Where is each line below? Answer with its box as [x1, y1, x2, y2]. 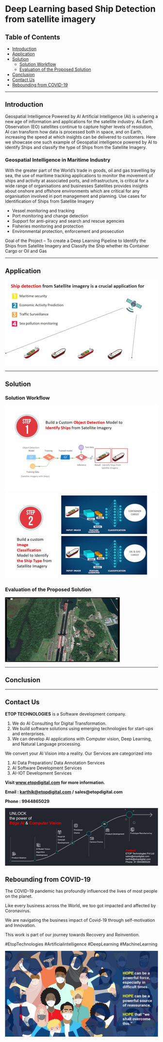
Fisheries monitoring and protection [12, 223, 84, 229]
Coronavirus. [5, 908, 31, 913]
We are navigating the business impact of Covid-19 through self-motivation [5, 917, 155, 923]
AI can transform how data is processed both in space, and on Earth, [5, 129, 143, 134]
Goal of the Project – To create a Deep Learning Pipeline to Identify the [5, 238, 147, 244]
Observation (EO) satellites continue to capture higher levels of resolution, [5, 124, 153, 130]
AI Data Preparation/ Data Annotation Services [12, 760, 105, 765]
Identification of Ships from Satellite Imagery [5, 198, 94, 204]
